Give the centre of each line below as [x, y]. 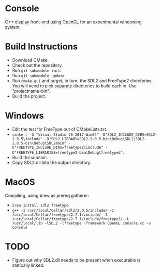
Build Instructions [42, 47]
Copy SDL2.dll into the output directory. [52, 162]
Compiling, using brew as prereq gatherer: [47, 195]
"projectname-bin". [31, 91]
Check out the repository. [37, 65]
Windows [24, 116]
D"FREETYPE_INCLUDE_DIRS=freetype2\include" [58, 147]
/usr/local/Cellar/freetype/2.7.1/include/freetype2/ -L [71, 219]
